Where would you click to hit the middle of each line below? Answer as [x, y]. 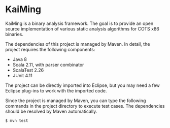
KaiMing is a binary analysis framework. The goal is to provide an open [79, 23]
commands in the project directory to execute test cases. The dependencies [85, 106]
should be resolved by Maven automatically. [51, 111]
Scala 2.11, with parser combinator [48, 65]
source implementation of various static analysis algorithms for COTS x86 [82, 28]
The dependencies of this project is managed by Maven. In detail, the [78, 44]
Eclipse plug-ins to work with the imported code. [56, 90]
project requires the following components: [50, 49]
